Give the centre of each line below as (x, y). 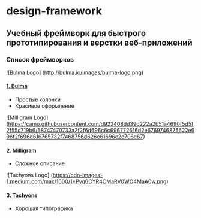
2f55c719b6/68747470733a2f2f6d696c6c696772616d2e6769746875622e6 (100, 131)
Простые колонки (38, 99)
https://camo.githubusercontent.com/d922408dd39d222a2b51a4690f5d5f (101, 124)
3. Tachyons (22, 195)
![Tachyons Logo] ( (29, 175)
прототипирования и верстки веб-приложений (100, 42)
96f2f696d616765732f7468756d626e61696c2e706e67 (75, 137)
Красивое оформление (45, 106)
